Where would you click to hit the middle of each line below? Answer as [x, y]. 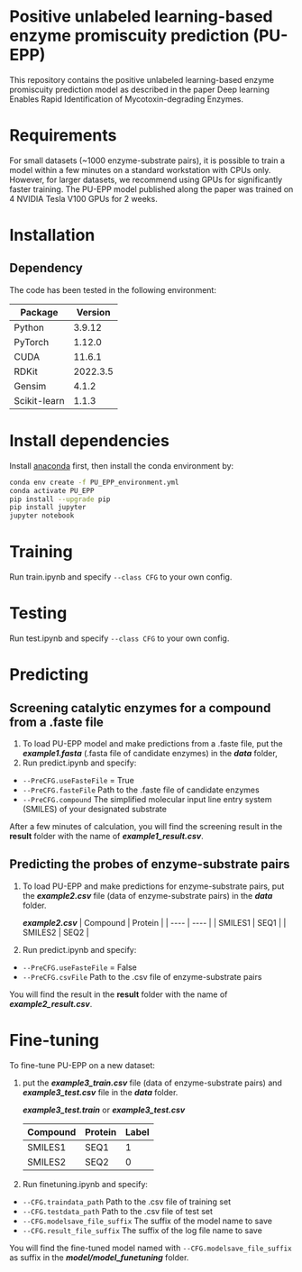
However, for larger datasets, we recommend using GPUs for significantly [146, 179]
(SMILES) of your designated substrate [94, 810]
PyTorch [32, 342]
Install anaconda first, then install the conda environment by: [122, 465]
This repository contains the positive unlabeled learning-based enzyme [142, 79]
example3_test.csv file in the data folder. [100, 1092]
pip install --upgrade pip [60, 499]
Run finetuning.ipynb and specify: [85, 1184]
